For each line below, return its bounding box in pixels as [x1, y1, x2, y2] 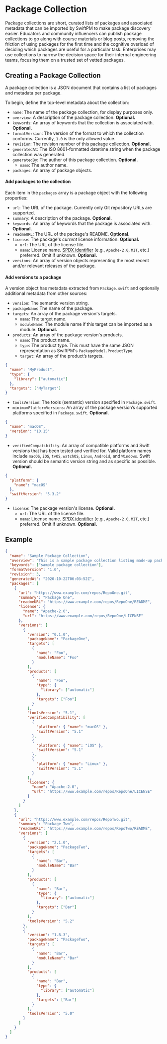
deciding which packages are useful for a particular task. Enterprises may [5, 46, 157, 52]
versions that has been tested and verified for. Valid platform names [12, 448, 152, 454]
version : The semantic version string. [12, 300, 89, 306]
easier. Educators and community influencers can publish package [5, 30, 142, 36]
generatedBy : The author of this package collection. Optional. [12, 157, 138, 163]
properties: [5, 195, 28, 201]
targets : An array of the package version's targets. [12, 311, 117, 317]
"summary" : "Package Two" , [18, 822, 75, 827]
